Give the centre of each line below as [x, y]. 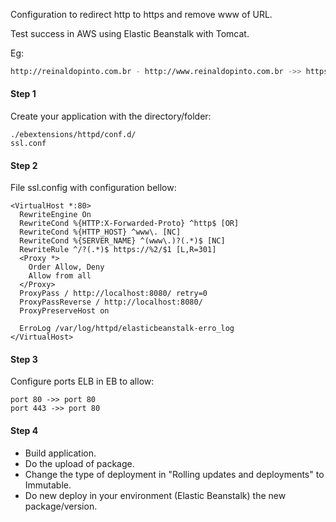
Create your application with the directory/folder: [111, 116]
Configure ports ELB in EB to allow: [82, 381]
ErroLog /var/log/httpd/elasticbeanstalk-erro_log [127, 329]
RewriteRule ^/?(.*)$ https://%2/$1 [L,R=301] [118, 250]
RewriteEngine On [55, 215]
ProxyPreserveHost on [64, 311]
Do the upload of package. [79, 463]
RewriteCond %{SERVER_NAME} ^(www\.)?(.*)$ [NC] [122, 241]
